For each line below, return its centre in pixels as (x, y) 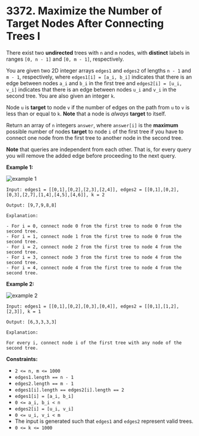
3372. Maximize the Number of (84, 11)
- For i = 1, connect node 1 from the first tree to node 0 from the (94, 236)
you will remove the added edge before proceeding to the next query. (91, 155)
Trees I (23, 36)
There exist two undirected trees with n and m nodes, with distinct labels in (98, 52)
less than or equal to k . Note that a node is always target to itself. (86, 114)
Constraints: (22, 359)
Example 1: (20, 167)
